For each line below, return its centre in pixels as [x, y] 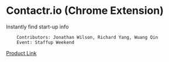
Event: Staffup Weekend [46, 42]
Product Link [21, 53]
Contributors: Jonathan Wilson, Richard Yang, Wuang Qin [87, 37]
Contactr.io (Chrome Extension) [85, 11]
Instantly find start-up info [37, 27]
